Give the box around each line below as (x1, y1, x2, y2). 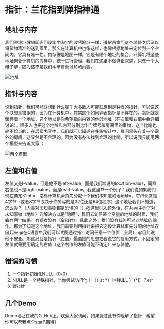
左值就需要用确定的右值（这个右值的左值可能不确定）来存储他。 (5, 241, 133, 247)
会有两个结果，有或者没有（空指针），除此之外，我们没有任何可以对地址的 (5, 217, 153, 223)
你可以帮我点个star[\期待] (5, 319, 56, 325)
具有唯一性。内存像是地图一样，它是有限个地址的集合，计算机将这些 (21, 52, 159, 57)
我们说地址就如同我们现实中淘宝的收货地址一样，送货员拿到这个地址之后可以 (5, 40, 159, 45)
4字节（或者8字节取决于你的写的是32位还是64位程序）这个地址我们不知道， (5, 198, 158, 204)
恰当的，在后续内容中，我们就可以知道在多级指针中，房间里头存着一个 (13, 128, 155, 134)
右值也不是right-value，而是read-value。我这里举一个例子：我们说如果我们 (5, 186, 156, 192)
